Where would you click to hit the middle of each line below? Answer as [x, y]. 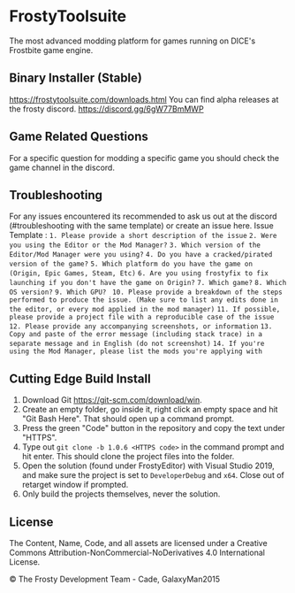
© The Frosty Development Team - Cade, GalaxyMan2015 [115, 579]
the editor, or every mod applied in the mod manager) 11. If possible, [145, 310]
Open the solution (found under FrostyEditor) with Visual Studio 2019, [148, 466]
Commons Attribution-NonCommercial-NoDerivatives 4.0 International [137, 552]
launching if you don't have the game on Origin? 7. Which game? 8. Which [148, 283]
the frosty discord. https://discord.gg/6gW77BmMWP [107, 109]
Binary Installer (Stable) [76, 78]
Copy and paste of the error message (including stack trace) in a [136, 335]
